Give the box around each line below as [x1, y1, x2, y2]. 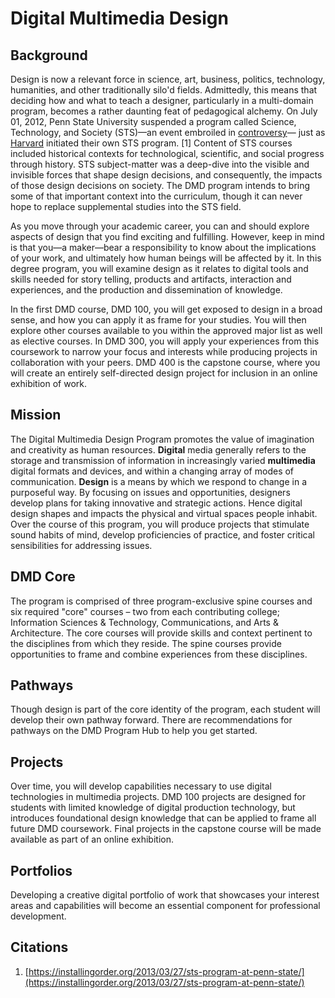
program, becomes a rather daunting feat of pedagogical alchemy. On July [10, 105, 318, 117]
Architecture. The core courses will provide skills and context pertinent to [10, 627, 313, 639]
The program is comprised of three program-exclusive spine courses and [10, 595, 313, 607]
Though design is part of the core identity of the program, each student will [10, 703, 321, 716]
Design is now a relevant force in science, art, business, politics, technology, [10, 73, 326, 85]
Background [10, 47, 88, 64]
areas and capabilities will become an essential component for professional [10, 900, 321, 912]
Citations [10, 939, 69, 956]
